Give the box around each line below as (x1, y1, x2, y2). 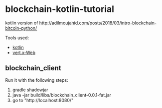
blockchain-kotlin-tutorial (5, 3, 115, 15)
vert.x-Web (12, 50, 36, 55)
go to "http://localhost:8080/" (12, 97, 74, 103)
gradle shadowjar (12, 87, 48, 93)
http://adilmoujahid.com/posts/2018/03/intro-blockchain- (39, 20, 157, 26)
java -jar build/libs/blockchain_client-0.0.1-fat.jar (12, 92, 111, 98)
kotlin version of (5, 20, 38, 26)
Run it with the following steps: (5, 77, 68, 83)
